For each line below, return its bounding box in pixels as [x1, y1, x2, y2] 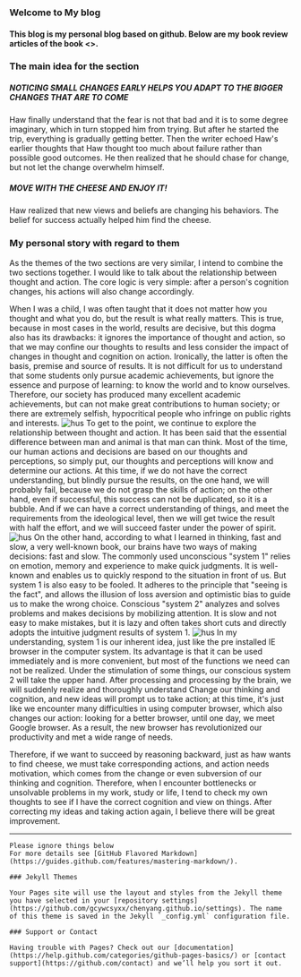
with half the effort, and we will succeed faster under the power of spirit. [9, 522, 277, 533]
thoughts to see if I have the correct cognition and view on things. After [9, 796, 272, 807]
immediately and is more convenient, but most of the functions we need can [9, 656, 290, 666]
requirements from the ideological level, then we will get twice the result [9, 512, 275, 523]
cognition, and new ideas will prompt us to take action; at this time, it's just [9, 693, 285, 704]
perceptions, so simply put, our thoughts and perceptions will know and [9, 455, 274, 467]
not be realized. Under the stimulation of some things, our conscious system [9, 664, 291, 675]
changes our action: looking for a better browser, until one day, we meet [9, 712, 275, 723]
